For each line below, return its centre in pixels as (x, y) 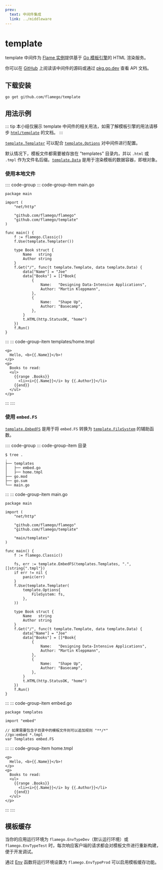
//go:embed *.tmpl (24, 735)
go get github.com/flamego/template (43, 97)
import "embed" (21, 721)
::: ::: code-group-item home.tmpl (39, 748)
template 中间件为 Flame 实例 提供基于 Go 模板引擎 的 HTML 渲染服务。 (77, 58)
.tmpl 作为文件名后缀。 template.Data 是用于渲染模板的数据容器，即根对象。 (82, 159)
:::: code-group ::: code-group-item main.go (50, 185)
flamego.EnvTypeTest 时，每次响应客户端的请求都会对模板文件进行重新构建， (83, 846)
